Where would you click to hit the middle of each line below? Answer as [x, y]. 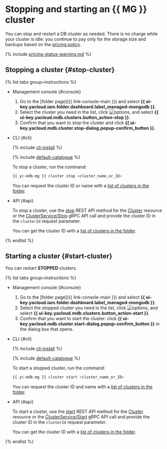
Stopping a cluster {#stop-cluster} [60, 70]
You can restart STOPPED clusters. [41, 268]
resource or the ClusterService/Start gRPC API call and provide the [81, 417]
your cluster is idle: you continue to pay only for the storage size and [76, 39]
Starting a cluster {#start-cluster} [59, 256]
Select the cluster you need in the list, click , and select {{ [89, 112]
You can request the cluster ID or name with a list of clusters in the [81, 185]
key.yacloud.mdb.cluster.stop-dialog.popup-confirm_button [84, 128]
